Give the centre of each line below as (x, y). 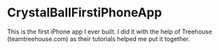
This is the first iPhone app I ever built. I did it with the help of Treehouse (110, 32)
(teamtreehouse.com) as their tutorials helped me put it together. (99, 38)
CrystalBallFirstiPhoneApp (85, 13)
